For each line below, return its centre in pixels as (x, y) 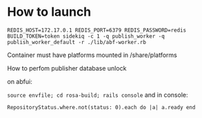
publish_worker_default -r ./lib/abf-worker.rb (77, 42)
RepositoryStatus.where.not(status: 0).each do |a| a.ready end (101, 107)
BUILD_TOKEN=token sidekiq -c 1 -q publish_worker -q (86, 36)
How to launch (49, 12)
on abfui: (20, 81)
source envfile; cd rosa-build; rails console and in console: (98, 95)
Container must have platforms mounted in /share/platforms (92, 55)
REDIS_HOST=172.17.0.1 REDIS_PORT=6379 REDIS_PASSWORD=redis (97, 30)
